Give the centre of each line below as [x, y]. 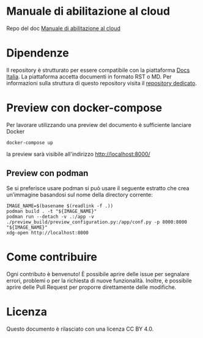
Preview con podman [47, 173]
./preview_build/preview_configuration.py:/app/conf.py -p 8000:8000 [97, 222]
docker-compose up [30, 142]
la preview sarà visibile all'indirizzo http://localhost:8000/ [79, 154]
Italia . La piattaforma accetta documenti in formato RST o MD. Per [89, 76]
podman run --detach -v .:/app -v [50, 217]
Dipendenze [38, 53]
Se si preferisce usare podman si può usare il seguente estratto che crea [98, 188]
